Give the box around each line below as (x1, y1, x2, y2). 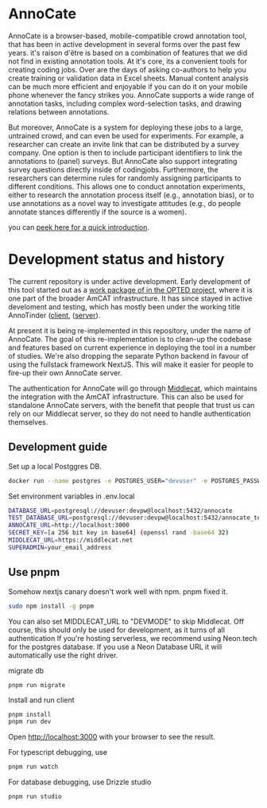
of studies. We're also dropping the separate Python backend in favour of (8, 351, 249, 360)
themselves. (8, 417, 48, 426)
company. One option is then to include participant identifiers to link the (8, 148, 242, 157)
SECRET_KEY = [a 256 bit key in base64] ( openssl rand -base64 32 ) (8, 529, 229, 537)
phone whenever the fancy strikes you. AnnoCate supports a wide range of (8, 90, 254, 99)
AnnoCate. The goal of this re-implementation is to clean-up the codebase (8, 334, 253, 344)
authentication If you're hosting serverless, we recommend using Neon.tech (8, 633, 257, 643)
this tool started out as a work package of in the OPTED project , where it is (8, 285, 253, 294)
